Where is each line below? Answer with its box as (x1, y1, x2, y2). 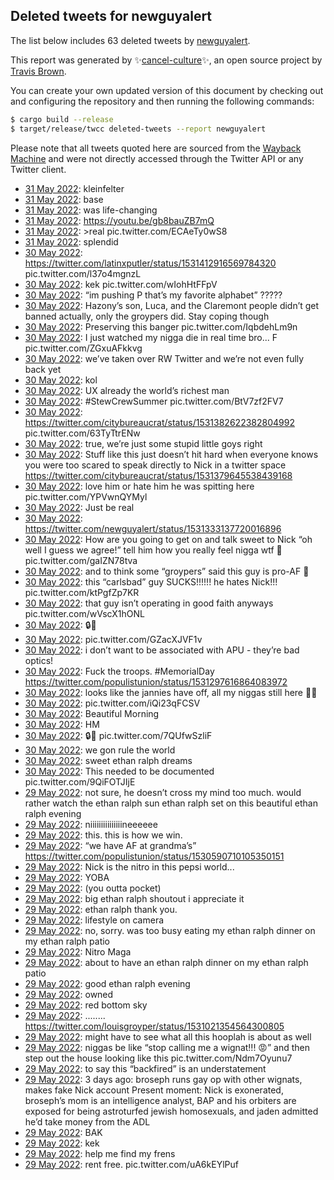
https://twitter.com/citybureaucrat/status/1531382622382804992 (24, 416, 295, 428)
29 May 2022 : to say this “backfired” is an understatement (24, 1062, 267, 1074)
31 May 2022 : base (24, 193, 104, 205)
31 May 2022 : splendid (24, 235, 119, 248)
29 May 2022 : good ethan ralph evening (24, 977, 191, 989)
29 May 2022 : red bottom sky (24, 999, 148, 1011)
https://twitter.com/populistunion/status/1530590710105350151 (24, 850, 285, 862)
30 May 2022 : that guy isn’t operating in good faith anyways (24, 597, 274, 609)
